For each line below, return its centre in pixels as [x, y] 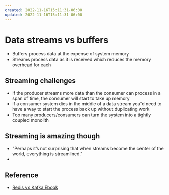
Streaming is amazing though [52, 136]
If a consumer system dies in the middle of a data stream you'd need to [87, 104]
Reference [22, 175]
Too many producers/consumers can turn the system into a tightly [81, 115]
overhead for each [32, 65]
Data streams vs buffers [57, 40]
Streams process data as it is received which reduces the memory [81, 60]
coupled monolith [31, 120]
